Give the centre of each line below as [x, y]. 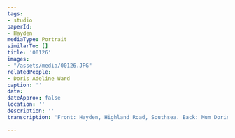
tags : [15, 14]
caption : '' [24, 85]
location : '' [26, 105]
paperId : [20, 26]
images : [19, 59]
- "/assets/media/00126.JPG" [50, 66]
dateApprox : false [34, 98]
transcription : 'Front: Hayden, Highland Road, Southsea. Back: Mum [109, 117]
